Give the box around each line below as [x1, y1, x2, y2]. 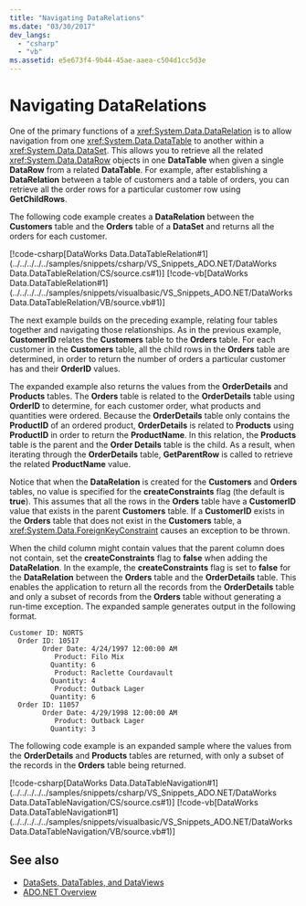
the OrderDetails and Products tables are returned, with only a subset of [9, 750, 285, 761]
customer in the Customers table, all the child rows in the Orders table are [9, 344, 290, 355]
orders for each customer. [9, 230, 108, 241]
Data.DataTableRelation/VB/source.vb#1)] [9, 296, 166, 307]
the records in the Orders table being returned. [9, 760, 186, 771]
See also [9, 852, 59, 869]
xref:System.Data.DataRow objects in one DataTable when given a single [9, 155, 285, 165]
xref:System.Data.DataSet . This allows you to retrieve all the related [9, 144, 263, 155]
